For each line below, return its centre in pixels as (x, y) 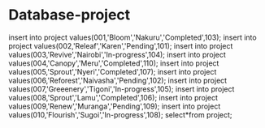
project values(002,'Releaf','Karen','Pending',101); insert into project (121, 45)
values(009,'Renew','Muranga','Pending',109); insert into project (115, 106)
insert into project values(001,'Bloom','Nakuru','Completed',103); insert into (133, 37)
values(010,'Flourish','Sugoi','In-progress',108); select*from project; (121, 114)
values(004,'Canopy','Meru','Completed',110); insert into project (114, 63)
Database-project (70, 15)
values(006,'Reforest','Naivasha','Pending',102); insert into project (118, 80)
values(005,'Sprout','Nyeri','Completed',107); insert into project (113, 71)
